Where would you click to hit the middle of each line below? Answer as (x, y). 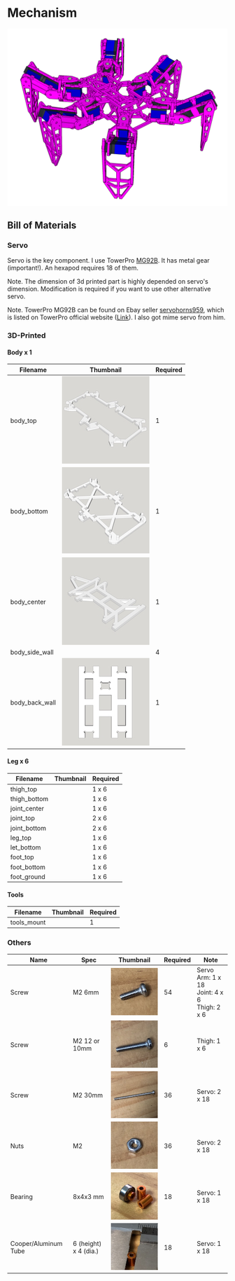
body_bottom (29, 511)
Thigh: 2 (209, 1007)
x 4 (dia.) (86, 1251)
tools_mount (28, 922)
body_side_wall (32, 652)
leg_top (21, 838)
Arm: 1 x (209, 977)
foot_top (22, 857)
